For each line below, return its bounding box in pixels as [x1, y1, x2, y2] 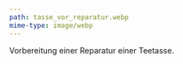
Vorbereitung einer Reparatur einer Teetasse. [9, 45, 175, 55]
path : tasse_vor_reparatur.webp [9, 12, 129, 22]
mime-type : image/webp [9, 21, 93, 30]
